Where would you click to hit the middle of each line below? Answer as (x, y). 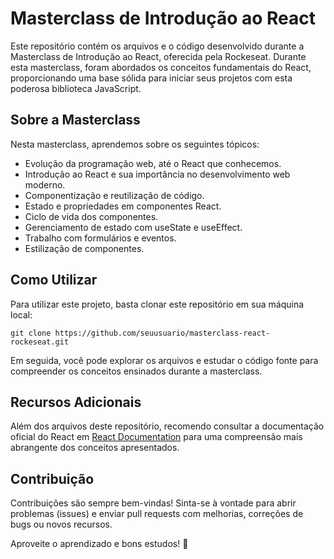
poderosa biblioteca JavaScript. (76, 88)
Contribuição (52, 478)
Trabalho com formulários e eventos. (100, 238)
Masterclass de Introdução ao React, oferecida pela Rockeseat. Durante (158, 56)
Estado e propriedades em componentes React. (123, 206)
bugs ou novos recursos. (61, 524)
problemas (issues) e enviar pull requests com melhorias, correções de (157, 514)
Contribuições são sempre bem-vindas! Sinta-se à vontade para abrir (153, 503)
